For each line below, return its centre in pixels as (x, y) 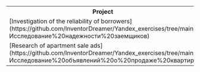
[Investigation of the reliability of (54, 21)
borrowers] (117, 21)
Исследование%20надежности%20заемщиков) (79, 36)
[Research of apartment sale (49, 45)
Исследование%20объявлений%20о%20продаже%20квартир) (103, 60)
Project (103, 12)
